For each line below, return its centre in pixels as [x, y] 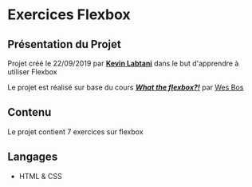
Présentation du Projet [64, 44]
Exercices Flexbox [69, 15]
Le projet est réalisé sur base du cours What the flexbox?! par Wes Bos [126, 87]
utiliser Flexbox [32, 72]
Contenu [30, 112]
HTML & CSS [40, 176]
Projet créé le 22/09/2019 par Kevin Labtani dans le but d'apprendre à [123, 63]
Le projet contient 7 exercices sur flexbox [76, 131]
